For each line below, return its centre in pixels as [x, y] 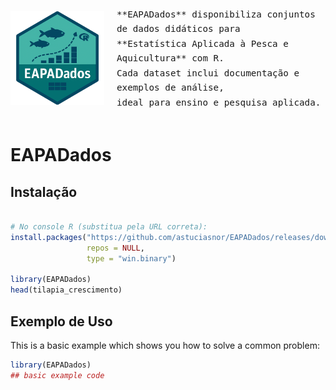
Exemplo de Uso [61, 321]
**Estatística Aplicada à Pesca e [202, 43]
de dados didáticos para [178, 29]
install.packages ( [48, 237]
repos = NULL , [115, 248]
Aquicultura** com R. [170, 58]
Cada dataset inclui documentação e [208, 73]
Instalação [44, 191]
